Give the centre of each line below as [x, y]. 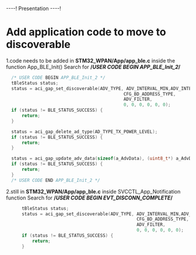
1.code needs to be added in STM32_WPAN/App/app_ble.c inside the [91, 60]
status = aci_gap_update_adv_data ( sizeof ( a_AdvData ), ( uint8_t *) [92, 158]
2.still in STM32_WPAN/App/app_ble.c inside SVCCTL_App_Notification [93, 191]
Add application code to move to [86, 32]
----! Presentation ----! [34, 8]
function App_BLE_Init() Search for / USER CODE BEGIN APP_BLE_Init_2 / [93, 67]
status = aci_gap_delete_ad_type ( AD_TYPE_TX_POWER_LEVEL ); [85, 132]
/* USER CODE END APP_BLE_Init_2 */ [56, 180]
